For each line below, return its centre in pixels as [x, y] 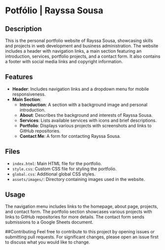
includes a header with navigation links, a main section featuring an [73, 51]
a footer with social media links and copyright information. [64, 61]
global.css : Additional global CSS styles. [54, 174]
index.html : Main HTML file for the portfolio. [57, 163]
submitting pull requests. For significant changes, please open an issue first [82, 237]
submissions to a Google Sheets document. [49, 222]
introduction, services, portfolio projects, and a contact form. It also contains [83, 56]
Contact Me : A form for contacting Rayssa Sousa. [70, 136]
